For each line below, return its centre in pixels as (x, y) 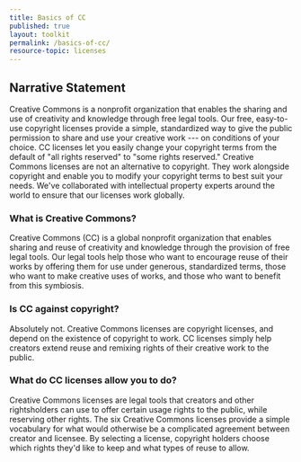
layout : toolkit (40, 34)
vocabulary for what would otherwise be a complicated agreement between (150, 429)
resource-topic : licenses (58, 51)
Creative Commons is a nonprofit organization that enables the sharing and (148, 109)
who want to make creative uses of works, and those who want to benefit (145, 276)
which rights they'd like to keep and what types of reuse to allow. (129, 448)
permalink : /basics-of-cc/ (60, 43)
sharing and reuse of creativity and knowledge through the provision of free (150, 247)
